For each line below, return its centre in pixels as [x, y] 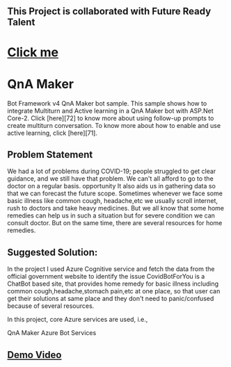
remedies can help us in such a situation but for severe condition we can [111, 215]
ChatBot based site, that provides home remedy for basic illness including [113, 284]
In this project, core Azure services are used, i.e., [78, 320]
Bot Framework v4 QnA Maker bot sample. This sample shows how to [107, 103]
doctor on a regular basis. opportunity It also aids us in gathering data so [111, 186]
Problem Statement [50, 155]
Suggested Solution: [53, 252]
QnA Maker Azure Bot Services [52, 333]
